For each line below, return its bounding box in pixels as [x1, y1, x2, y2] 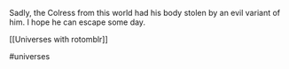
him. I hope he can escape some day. [9, 17, 146, 27]
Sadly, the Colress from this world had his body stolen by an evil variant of [9, 8, 281, 18]
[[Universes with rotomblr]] [9, 34, 108, 44]
